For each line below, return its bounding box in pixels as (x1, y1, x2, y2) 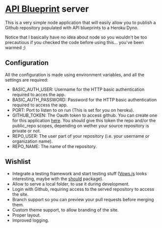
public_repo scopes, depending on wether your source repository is (12, 123, 149, 128)
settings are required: (5, 77, 48, 83)
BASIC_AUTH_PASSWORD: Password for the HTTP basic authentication (12, 97, 157, 103)
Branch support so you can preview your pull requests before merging (12, 196, 154, 202)
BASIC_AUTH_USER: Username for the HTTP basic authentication (12, 86, 145, 92)
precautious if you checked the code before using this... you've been (5, 39, 144, 45)
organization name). (12, 138, 53, 144)
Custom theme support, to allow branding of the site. (12, 207, 119, 213)
